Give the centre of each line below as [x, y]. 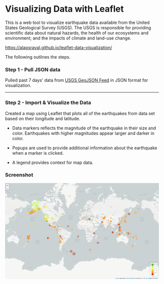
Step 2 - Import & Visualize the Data [48, 102]
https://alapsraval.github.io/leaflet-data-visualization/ [59, 47]
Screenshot [19, 175]
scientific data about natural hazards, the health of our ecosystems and [77, 33]
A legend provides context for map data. [53, 162]
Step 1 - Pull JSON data [33, 69]
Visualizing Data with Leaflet [64, 9]
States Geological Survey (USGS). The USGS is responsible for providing [78, 27]
